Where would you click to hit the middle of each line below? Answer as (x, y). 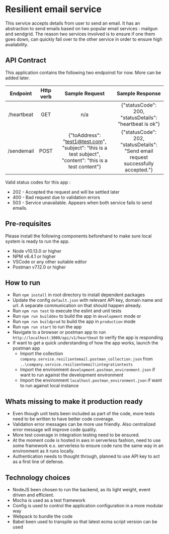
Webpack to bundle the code (43, 516)
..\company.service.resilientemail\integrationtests (76, 365)
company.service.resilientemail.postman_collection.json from (86, 359)
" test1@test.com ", (84, 141)
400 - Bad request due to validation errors (56, 197)
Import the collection (41, 353)
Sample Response (139, 93)
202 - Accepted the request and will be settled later (66, 192)
